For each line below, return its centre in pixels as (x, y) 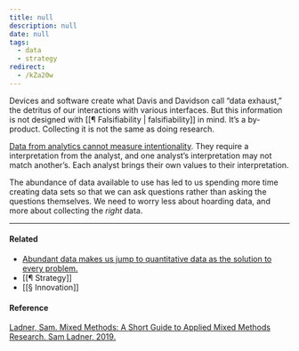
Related (24, 239)
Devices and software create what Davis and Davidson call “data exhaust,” (146, 100)
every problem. (50, 268)
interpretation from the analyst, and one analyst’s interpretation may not (141, 156)
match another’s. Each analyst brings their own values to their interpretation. (149, 164)
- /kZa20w (35, 76)
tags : (19, 42)
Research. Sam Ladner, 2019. (63, 337)
